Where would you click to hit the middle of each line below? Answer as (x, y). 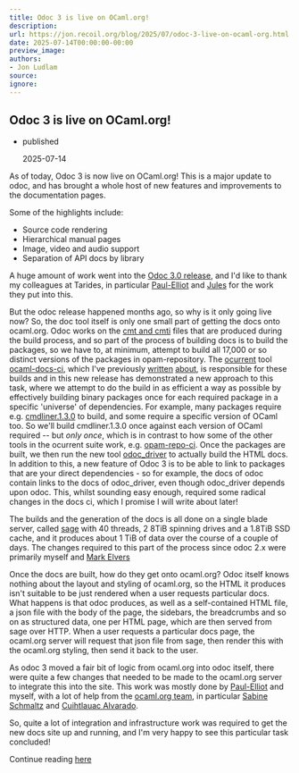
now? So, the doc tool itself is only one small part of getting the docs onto (145, 322)
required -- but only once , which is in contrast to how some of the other (141, 435)
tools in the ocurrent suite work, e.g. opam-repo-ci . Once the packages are (147, 445)
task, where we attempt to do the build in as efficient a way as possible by (145, 388)
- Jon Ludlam (33, 68)
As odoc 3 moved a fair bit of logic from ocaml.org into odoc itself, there (142, 668)
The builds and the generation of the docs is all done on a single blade (138, 519)
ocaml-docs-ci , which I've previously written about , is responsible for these (148, 369)
